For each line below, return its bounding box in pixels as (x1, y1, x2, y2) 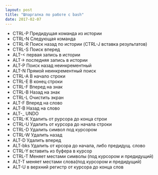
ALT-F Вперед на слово (12, 100, 63, 106)
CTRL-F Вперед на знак (12, 84, 63, 90)
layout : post (5, 7, 33, 13)
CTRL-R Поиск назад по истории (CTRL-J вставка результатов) (12, 41, 147, 47)
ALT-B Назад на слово (12, 105, 60, 111)
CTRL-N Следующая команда (12, 36, 76, 42)
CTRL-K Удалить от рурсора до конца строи (12, 116, 107, 122)
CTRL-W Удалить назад (12, 132, 63, 138)
